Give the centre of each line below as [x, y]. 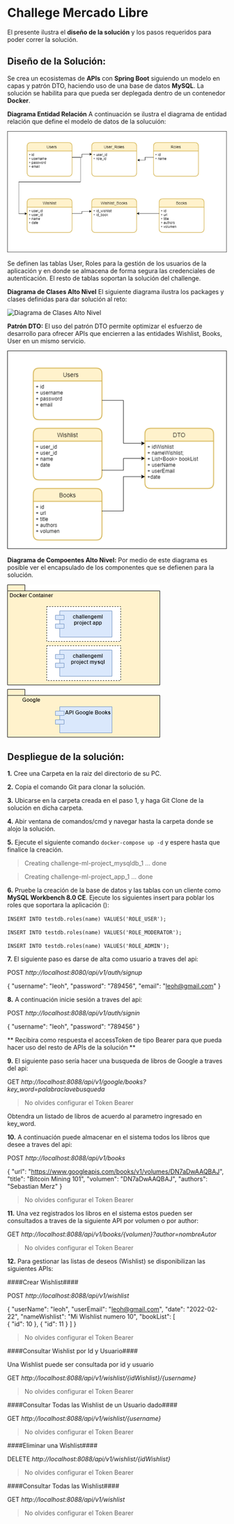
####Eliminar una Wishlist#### [53, 1446]
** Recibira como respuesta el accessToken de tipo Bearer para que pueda [115, 1040]
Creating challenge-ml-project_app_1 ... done [88, 877]
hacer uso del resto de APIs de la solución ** [71, 1047]
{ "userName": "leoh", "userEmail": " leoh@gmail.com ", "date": [96, 1309]
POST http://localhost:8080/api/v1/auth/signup [75, 973]
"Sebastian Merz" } [35, 1187]
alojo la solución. [31, 829]
